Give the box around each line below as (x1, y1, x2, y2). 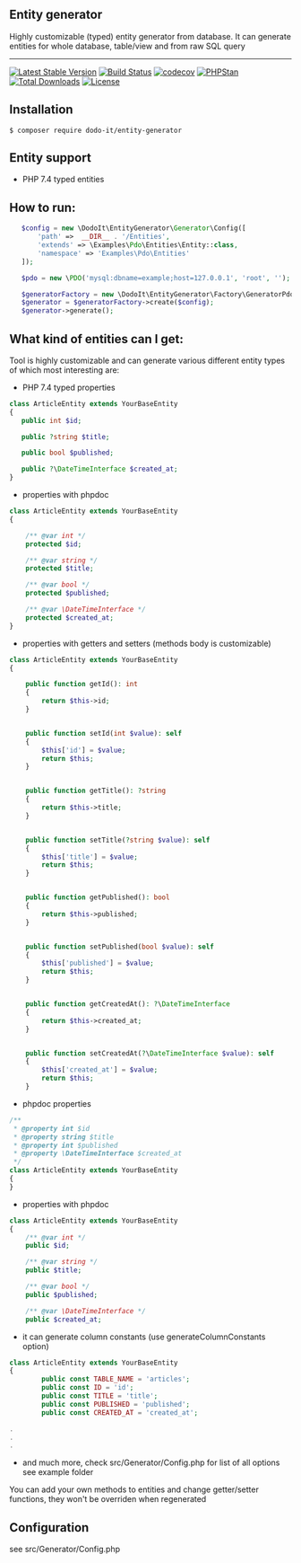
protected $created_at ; (25, 613, 115, 623)
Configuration (9, 1520, 90, 1535)
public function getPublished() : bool (25, 893, 170, 902)
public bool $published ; (21, 448, 115, 457)
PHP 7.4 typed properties (21, 382, 116, 393)
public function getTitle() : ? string (25, 786, 167, 796)
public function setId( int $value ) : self (25, 729, 182, 737)
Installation (9, 102, 73, 118)
